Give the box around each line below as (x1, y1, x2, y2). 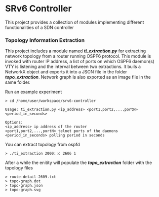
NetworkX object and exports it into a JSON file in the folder (5, 69, 127, 75)
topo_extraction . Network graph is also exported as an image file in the (5, 74, 151, 80)
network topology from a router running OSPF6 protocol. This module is (5, 53, 152, 59)
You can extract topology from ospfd (5, 141, 80, 148)
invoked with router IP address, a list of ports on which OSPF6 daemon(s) (5, 59, 155, 65)
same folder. (5, 79, 31, 85)
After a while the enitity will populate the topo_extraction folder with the (5, 160, 152, 165)
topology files (5, 165, 33, 171)
